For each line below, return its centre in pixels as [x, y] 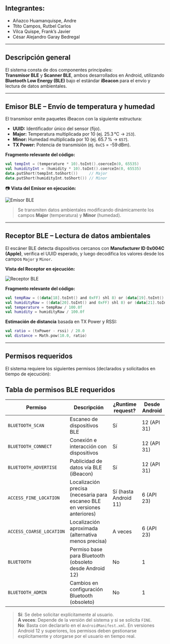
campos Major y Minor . [29, 259]
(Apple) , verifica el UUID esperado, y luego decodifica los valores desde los [85, 253]
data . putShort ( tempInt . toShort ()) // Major [56, 174]
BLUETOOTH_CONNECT [30, 446]
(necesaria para [89, 495]
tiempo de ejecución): [28, 374]
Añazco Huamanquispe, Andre [45, 20]
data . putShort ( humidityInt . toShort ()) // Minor [56, 178]
